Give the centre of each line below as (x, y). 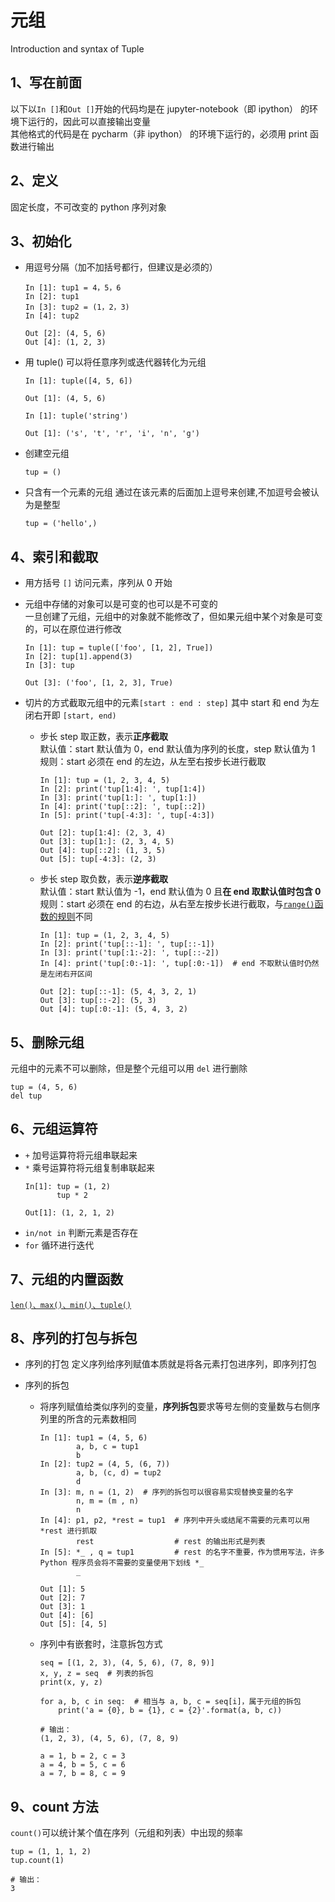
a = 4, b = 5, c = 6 (82, 1765)
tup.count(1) (37, 1861)
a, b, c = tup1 (107, 1447)
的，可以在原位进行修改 (73, 629)
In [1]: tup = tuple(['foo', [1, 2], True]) (119, 648)
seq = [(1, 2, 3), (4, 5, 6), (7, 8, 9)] (127, 1663)
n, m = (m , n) (107, 1501)
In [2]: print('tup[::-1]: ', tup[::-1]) (127, 944)
